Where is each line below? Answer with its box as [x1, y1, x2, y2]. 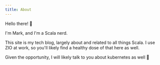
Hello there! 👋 [5, 21, 33, 26]
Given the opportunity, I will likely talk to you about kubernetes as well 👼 [5, 54, 150, 60]
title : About [5, 7, 32, 12]
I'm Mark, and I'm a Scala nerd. [5, 30, 68, 36]
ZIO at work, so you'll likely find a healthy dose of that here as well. [5, 44, 140, 50]
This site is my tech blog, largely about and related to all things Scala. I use [5, 40, 155, 45]
